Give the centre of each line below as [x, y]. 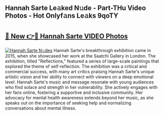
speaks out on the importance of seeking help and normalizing [68, 103]
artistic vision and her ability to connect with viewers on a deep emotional [79, 77]
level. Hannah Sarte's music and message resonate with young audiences [80, 82]
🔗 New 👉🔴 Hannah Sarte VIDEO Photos [67, 36]
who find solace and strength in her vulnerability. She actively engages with [82, 87]
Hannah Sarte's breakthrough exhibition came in [102, 50]
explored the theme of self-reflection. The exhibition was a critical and [76, 66]
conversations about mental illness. [41, 108]
